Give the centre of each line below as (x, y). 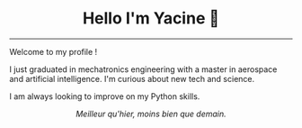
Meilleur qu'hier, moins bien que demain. (151, 114)
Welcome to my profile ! (53, 51)
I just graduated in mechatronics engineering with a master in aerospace (143, 69)
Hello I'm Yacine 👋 (151, 18)
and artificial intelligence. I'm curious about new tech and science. (132, 78)
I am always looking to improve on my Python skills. (105, 96)
